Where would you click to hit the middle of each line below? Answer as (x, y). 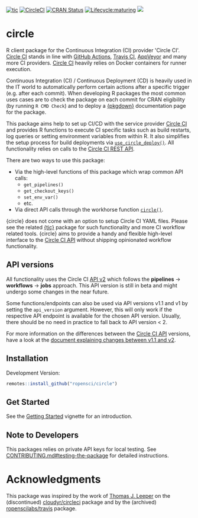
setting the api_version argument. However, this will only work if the (89, 309)
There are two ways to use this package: (56, 160)
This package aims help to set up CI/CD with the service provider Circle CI (97, 123)
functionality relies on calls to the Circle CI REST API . (70, 149)
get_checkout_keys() (49, 191)
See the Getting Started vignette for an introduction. (69, 416)
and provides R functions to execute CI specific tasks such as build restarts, (98, 130)
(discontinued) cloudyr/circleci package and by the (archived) (81, 502)
